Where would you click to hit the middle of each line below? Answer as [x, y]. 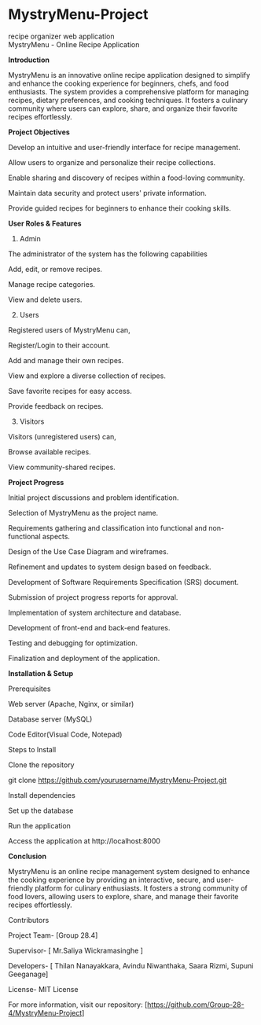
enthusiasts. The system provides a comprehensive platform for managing [129, 91]
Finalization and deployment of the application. [84, 658]
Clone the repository [41, 765]
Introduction [29, 60]
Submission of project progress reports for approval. [93, 597]
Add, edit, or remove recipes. [55, 269]
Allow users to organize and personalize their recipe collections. [112, 162]
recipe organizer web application [61, 36]
